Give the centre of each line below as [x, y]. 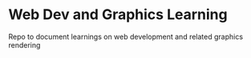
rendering [24, 44]
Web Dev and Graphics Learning [118, 15]
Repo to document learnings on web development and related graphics [125, 37]
